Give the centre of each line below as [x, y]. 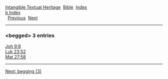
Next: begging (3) [23, 71]
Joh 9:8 [13, 46]
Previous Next [22, 18]
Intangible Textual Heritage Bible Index [46, 7]
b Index [13, 12]
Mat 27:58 [16, 57]
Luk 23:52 [15, 51]
